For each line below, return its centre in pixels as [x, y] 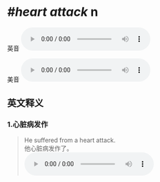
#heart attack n [53, 12]
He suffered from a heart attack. [70, 140]
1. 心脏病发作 [28, 125]
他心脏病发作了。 [48, 148]
